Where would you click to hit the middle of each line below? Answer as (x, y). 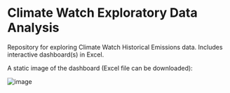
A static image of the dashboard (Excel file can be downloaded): (100, 68)
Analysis (33, 28)
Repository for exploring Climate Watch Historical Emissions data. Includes (115, 47)
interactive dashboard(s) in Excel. (56, 55)
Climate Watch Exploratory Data (102, 13)
